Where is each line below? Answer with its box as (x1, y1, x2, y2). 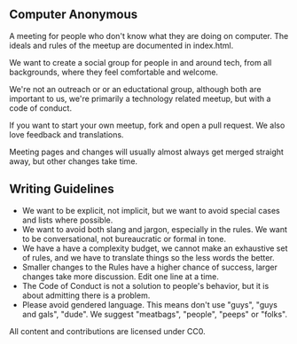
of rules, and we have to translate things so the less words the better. (21, 252, 275, 262)
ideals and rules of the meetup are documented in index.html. (9, 40, 234, 51)
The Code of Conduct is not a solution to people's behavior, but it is (21, 280, 270, 291)
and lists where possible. (21, 215, 113, 225)
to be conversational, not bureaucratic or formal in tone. (21, 233, 227, 244)
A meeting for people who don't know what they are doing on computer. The (9, 30, 289, 41)
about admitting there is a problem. (21, 290, 151, 301)
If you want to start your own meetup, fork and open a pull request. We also (9, 120, 285, 130)
